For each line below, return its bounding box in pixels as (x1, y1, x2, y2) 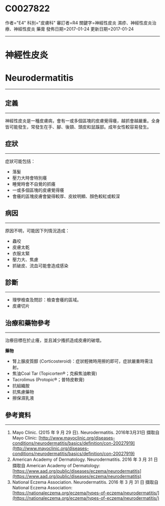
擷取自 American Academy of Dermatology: (12, 462, 101, 468)
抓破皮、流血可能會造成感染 (12, 262, 69, 268)
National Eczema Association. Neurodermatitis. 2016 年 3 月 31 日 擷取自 (12, 479, 159, 485)
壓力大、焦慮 (12, 256, 38, 262)
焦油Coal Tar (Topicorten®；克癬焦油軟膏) (12, 370, 97, 376)
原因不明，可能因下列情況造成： (5, 227, 70, 233)
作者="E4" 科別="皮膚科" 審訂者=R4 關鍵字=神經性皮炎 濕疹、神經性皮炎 (5, 20, 152, 26)
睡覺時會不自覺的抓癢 (12, 181, 55, 187)
